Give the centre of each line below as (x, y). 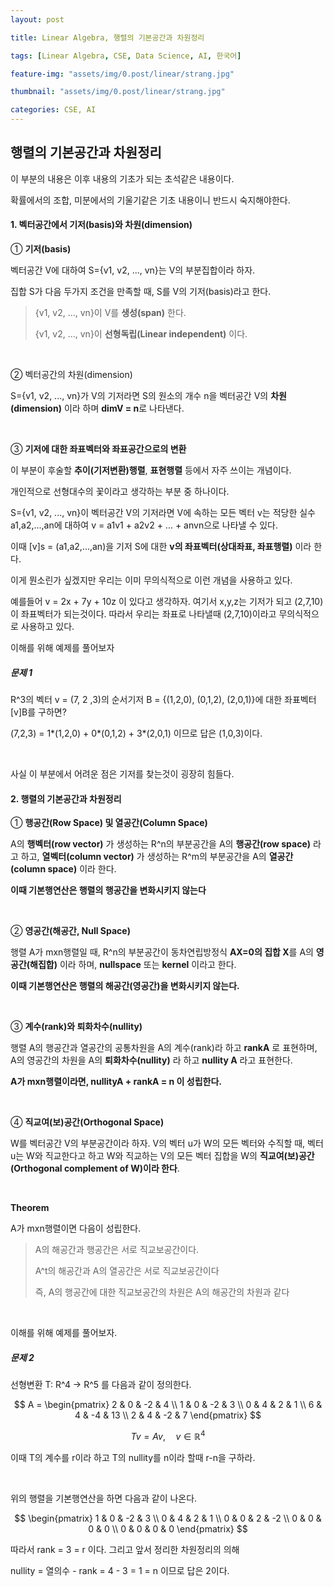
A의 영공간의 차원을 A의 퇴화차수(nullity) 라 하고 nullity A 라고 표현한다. (151, 1060)
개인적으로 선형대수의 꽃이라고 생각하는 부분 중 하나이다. (120, 492)
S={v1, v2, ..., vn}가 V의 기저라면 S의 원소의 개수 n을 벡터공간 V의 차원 (148, 396)
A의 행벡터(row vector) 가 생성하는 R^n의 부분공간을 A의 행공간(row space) (161, 844)
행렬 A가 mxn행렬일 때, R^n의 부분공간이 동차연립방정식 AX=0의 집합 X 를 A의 (162, 952)
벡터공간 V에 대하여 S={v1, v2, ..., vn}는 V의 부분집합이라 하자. (133, 270)
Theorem (30, 1208)
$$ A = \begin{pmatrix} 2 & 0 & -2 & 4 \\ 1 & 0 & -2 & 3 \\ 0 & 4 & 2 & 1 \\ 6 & (168, 1405)
